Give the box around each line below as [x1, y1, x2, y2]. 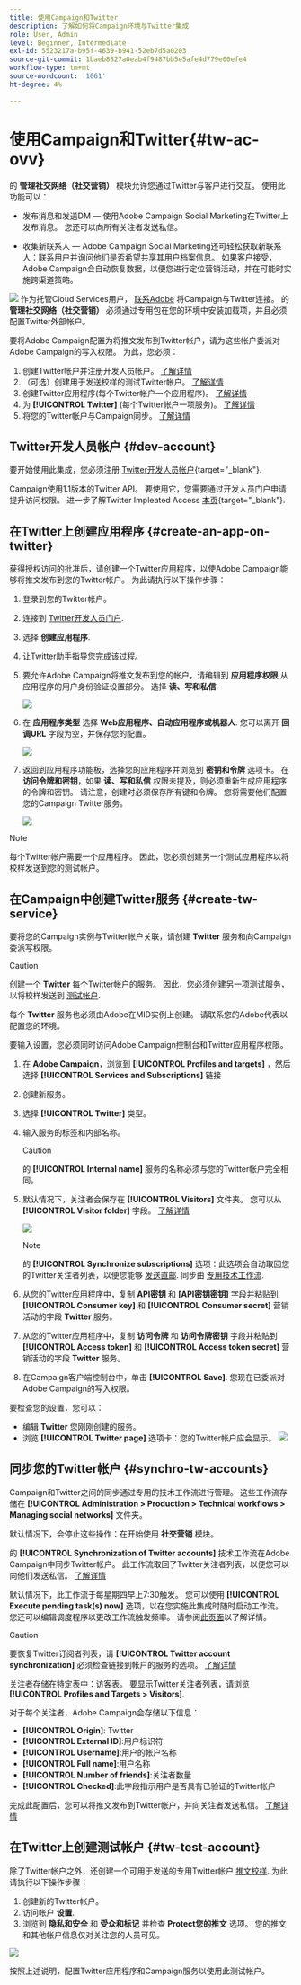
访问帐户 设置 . [22, 1907, 75, 1918]
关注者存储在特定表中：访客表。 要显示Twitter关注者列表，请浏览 [9, 1678, 250, 1689]
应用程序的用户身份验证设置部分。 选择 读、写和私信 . [22, 681, 218, 692]
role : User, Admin [9, 30, 78, 39]
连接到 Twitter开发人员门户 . [22, 613, 124, 624]
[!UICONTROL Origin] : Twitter [22, 1724, 134, 1735]
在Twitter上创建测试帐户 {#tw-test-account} [9, 1839, 261, 1856]
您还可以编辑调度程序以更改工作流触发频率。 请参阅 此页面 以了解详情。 [9, 1611, 271, 1622]
